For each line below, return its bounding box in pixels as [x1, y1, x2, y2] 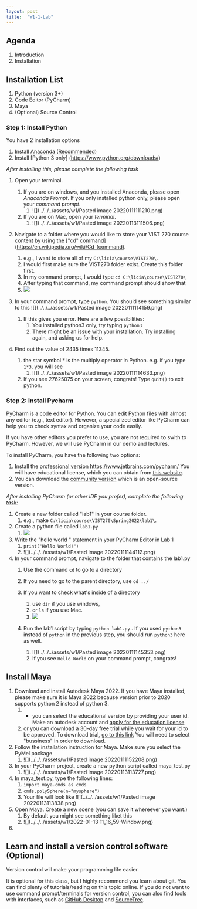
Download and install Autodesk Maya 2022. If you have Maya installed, [14, 687, 186, 694]
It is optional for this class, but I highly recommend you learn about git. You [6, 877, 187, 884]
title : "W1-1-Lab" [6, 14, 54, 20]
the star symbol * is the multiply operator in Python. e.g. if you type [23, 357, 186, 364]
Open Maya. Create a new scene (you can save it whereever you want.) [14, 806, 188, 813]
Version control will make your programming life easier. [6, 866, 140, 873]
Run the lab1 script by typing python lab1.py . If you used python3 [23, 625, 182, 632]
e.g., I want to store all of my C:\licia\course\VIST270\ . [23, 255, 158, 262]
